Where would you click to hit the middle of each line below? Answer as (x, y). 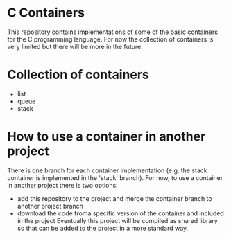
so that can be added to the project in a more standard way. (103, 228)
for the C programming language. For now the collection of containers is (110, 39)
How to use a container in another (106, 137)
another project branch (50, 206)
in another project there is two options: (62, 185)
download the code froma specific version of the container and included (120, 213)
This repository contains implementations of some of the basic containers (113, 32)
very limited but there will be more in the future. (75, 46)
